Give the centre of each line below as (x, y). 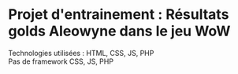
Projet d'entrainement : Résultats (119, 15)
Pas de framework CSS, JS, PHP (61, 61)
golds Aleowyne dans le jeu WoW (119, 31)
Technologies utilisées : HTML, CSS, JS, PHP (81, 53)
